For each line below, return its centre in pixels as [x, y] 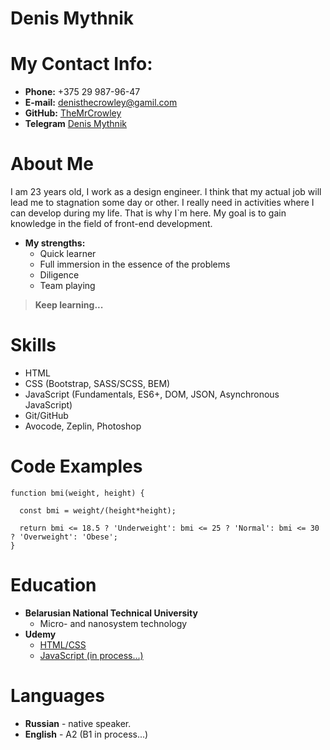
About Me [52, 164]
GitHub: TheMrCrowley [73, 113]
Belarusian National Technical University [111, 613]
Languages [57, 696]
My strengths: [55, 243]
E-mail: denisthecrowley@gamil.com [101, 103]
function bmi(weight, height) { [77, 493]
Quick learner [68, 254]
